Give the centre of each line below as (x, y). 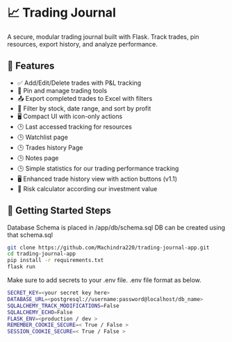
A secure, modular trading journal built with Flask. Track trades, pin (103, 36)
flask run (22, 267)
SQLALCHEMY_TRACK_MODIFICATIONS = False (63, 306)
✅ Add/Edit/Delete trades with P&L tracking (79, 83)
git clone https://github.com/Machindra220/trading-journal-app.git (108, 247)
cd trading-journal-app (42, 254)
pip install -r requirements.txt (56, 261)
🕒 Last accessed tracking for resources (74, 127)
